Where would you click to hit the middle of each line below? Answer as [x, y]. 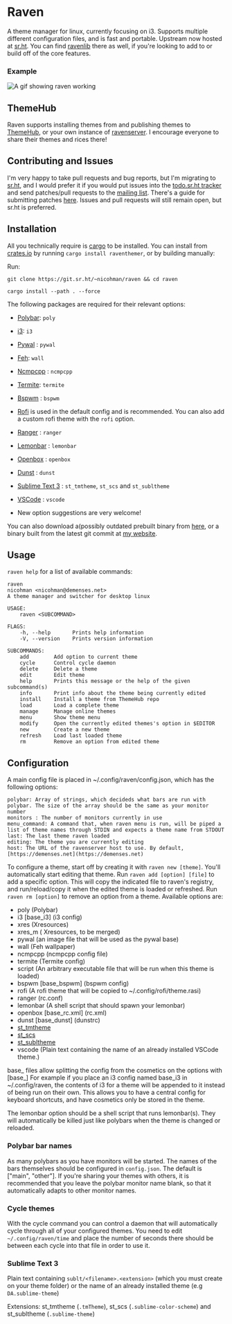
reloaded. [21, 1128]
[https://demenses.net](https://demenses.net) [75, 854]
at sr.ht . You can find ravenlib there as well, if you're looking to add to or [110, 46]
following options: [33, 787]
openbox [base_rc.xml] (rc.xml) [62, 1013]
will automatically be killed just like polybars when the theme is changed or [114, 1121]
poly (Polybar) [37, 910]
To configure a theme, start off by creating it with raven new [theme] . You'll [114, 867]
